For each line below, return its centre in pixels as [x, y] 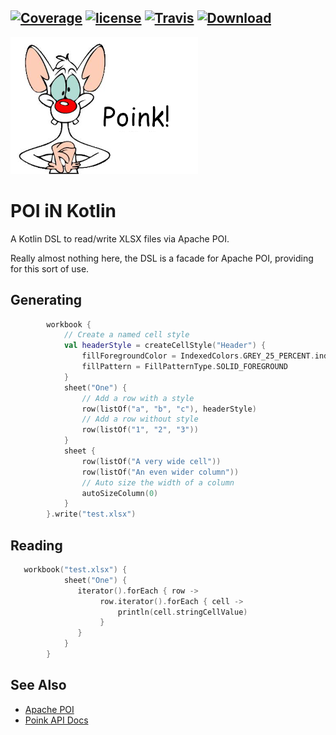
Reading [36, 545]
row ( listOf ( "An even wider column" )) [160, 472]
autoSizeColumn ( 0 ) [120, 493]
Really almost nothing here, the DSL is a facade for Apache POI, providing [162, 258]
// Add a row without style [140, 419]
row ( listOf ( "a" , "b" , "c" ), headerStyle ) [169, 409]
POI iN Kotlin [63, 211]
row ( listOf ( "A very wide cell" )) [151, 461]
